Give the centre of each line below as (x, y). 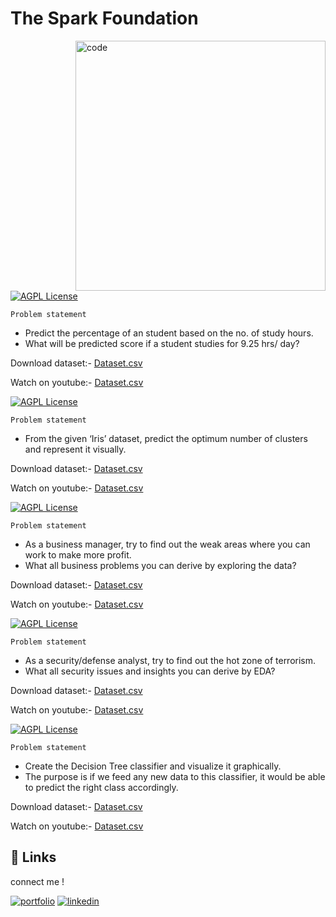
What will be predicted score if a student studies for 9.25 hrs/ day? (162, 343)
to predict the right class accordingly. (101, 787)
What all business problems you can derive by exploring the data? (160, 565)
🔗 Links (33, 857)
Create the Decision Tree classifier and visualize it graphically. (153, 766)
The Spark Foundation (104, 18)
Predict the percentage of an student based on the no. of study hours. (169, 333)
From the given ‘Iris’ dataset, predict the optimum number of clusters (166, 438)
